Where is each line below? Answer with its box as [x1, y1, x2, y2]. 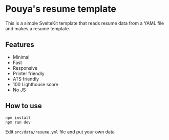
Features [5, 41, 34, 49]
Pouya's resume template [5, 3, 117, 15]
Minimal [12, 54, 30, 60]
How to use [5, 102, 42, 110]
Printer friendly [12, 70, 45, 76]
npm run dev [5, 119, 31, 125]
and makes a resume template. [5, 25, 70, 31]
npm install [5, 115, 31, 121]
